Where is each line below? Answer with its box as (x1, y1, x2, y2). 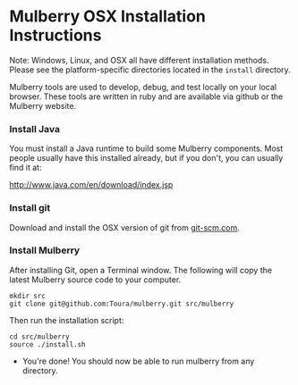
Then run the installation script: (9, 314, 124, 325)
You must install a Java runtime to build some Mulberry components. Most (9, 143, 284, 154)
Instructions (9, 25, 102, 46)
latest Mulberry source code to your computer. (9, 274, 182, 285)
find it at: (9, 163, 42, 173)
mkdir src (9, 291, 47, 300)
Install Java (9, 122, 61, 135)
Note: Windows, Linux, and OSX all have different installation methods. (9, 54, 269, 65)
